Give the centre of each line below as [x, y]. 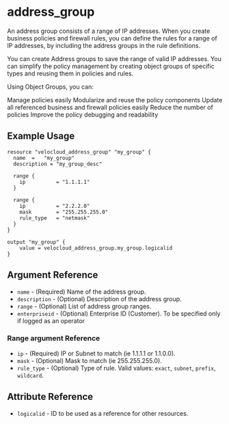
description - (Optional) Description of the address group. [99, 298]
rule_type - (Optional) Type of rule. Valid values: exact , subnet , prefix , [116, 368]
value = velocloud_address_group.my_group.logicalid [96, 248]
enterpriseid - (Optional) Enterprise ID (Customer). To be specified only [119, 314]
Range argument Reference [54, 338]
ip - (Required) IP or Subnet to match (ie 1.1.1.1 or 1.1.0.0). [96, 353]
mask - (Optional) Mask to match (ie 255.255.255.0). [89, 360]
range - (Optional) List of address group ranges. [84, 306]
